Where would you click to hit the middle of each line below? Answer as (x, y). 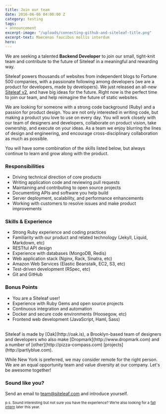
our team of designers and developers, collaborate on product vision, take (81, 122)
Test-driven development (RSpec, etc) (51, 269)
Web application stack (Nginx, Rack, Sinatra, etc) (62, 259)
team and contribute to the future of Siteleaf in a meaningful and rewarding (82, 61)
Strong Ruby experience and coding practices (59, 232)
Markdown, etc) (28, 243)
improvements (27, 209)
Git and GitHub (28, 274)
